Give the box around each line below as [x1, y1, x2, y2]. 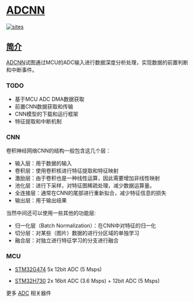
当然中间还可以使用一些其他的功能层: [6, 209, 96, 217]
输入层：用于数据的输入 [14, 160, 72, 167]
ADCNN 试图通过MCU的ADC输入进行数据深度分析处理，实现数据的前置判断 [6, 59, 189, 66]
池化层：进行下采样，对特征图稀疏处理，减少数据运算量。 [14, 182, 155, 189]
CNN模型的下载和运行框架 [14, 110, 79, 117]
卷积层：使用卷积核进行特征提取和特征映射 [14, 167, 119, 174]
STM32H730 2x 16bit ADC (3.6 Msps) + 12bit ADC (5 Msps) [14, 277, 160, 284]
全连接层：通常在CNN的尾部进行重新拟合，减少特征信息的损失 [14, 189, 167, 196]
